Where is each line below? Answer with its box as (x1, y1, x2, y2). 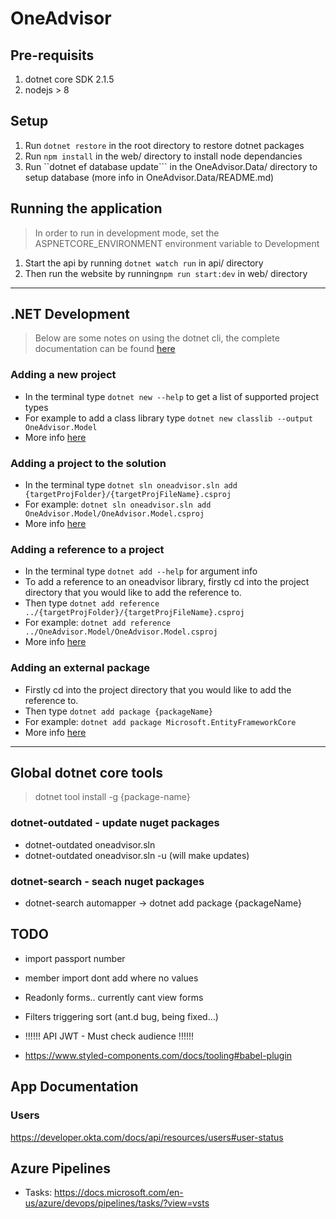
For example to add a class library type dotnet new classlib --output (24, 412, 313, 424)
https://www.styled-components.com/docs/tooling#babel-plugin (24, 1049, 293, 1061)
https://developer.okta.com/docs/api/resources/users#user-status (10, 1131, 284, 1143)
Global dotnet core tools (10, 765, 164, 782)
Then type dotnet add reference (24, 597, 160, 609)
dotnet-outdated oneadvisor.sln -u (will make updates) (24, 849, 250, 861)
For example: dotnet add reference (24, 617, 172, 629)
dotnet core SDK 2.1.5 (24, 73, 115, 85)
